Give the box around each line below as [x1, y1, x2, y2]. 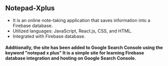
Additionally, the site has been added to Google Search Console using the [5, 44, 163, 50]
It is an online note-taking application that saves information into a [12, 17, 151, 23]
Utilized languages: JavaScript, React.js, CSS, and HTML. [12, 27, 133, 34]
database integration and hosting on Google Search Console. [5, 55, 137, 61]
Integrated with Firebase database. [12, 33, 86, 39]
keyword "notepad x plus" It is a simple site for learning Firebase [5, 50, 144, 56]
